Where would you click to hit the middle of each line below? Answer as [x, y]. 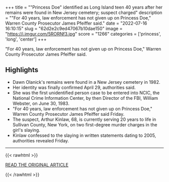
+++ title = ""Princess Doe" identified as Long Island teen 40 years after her [84, 7]
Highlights [22, 70]
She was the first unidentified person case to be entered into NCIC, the [86, 93]
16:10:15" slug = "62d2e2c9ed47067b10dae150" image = [64, 29]
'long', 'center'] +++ [26, 39]
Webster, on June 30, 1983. [41, 103]
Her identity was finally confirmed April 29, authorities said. [74, 87]
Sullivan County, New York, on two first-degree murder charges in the [85, 124]
